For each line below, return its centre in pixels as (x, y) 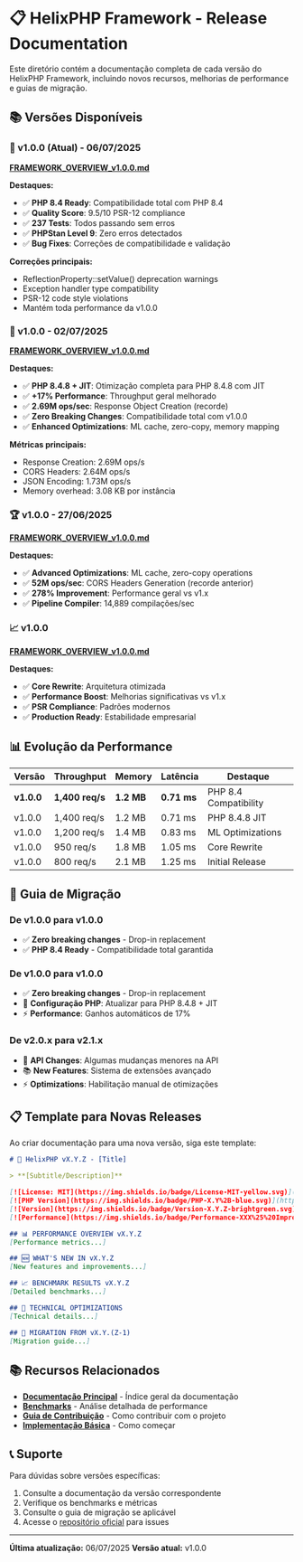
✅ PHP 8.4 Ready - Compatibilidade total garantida (118, 950)
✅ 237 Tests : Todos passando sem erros (99, 222)
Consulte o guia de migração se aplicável (99, 1512)
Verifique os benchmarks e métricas (90, 1503)
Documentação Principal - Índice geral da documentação (130, 1397)
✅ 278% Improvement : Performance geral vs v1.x (115, 593)
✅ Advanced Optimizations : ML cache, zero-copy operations (138, 573)
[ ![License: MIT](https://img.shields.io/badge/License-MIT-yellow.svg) (149, 1192)
